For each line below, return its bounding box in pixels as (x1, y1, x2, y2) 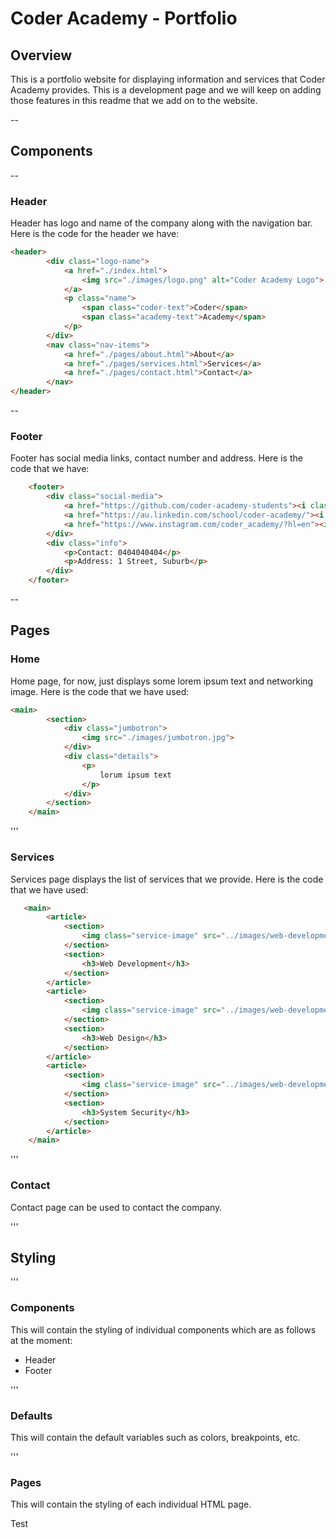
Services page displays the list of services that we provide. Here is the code (10, 873, 324, 885)
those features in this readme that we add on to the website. (10, 95, 258, 106)
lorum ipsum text (99, 770, 172, 780)
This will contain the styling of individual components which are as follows (10, 1323, 317, 1336)
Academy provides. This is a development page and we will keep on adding (10, 84, 322, 96)
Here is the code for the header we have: (10, 228, 180, 240)
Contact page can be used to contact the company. (10, 1201, 223, 1213)
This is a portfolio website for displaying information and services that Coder (10, 73, 326, 85)
